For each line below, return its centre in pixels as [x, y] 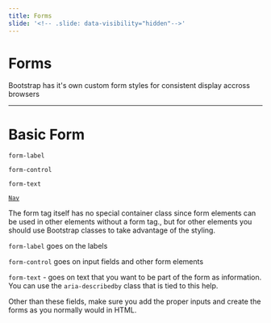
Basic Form [47, 134]
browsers [24, 94]
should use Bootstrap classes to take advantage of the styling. [112, 230]
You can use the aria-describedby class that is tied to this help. [113, 286]
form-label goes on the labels [58, 246]
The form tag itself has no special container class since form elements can [132, 213]
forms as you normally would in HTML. [73, 310]
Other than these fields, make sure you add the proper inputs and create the [135, 302]
